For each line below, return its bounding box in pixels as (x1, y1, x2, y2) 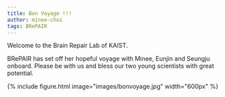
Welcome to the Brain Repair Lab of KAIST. (7, 42, 128, 50)
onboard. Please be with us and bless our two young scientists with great (7, 62, 215, 70)
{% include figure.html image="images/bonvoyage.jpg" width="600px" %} (7, 83, 219, 91)
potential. (7, 69, 34, 77)
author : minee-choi (7, 16, 63, 23)
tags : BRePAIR (7, 23, 48, 29)
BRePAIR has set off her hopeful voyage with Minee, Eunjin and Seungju (7, 55, 211, 63)
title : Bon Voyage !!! (7, 10, 72, 17)
